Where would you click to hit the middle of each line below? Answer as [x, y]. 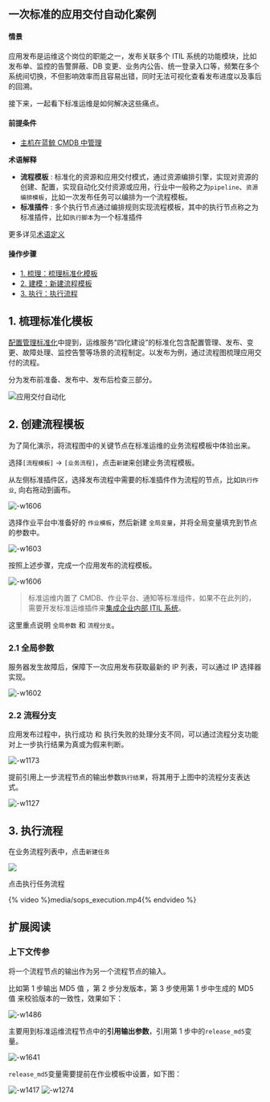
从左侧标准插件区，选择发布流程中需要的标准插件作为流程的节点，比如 [125, 479]
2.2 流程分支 [33, 715]
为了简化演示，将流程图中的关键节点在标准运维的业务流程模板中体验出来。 [131, 445]
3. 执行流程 [36, 830]
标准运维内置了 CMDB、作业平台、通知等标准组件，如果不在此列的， [141, 597]
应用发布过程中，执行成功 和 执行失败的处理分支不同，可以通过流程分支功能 [133, 734]
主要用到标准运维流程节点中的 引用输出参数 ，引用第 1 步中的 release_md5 [127, 1031]
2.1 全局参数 [31, 648]
